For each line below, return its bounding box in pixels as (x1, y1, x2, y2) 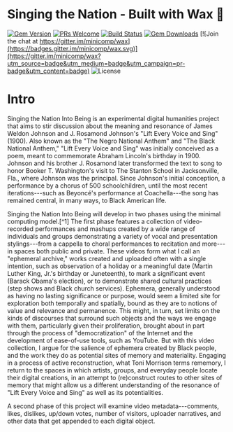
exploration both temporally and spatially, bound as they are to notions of (7, 299, 218, 307)
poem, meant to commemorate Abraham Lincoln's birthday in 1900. (7, 151, 201, 160)
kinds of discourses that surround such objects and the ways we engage (7, 314, 216, 322)
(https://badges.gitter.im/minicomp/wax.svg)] (7, 44, 138, 53)
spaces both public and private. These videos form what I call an (13, 246, 200, 255)
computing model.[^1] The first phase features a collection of (7, 217, 183, 225)
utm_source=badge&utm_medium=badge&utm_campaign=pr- (7, 59, 186, 67)
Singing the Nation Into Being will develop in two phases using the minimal (7, 209, 221, 218)
